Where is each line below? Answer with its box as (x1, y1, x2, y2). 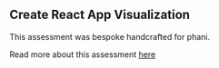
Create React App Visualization (9, 7, 191, 23)
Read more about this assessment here (9, 49, 156, 60)
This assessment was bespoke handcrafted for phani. (9, 31, 211, 42)
